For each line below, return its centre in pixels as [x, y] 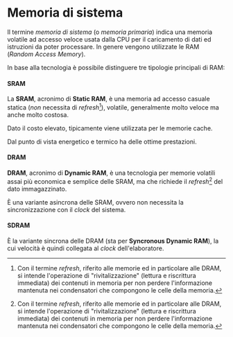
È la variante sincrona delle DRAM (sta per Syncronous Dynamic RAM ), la [113, 241]
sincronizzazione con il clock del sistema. [67, 209]
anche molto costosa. [38, 114]
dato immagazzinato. [37, 189]
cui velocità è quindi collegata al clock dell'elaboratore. [86, 248]
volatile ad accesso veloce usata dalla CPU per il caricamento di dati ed [109, 39]
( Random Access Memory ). [46, 54]
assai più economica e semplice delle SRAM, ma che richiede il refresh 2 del [115, 181]
